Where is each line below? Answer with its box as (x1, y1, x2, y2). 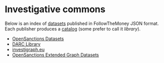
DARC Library (12, 41, 41, 47)
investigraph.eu (12, 46, 45, 52)
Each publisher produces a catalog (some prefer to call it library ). (5, 25, 141, 31)
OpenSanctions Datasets (12, 36, 64, 42)
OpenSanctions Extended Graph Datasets (12, 52, 99, 58)
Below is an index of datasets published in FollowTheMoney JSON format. (5, 20, 159, 26)
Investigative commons (5, 4, 106, 15)
